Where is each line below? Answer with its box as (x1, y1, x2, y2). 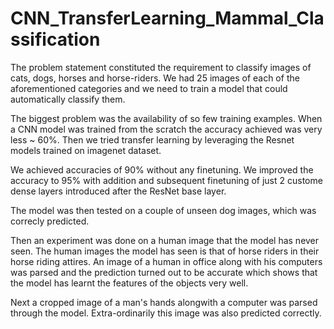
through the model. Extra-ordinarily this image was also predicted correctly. (10, 307, 322, 319)
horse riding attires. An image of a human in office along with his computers (10, 255, 323, 267)
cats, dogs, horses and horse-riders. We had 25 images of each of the (10, 72, 300, 84)
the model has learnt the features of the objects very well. (10, 277, 249, 289)
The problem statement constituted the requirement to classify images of (10, 61, 312, 73)
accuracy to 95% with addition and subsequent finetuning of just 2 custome (10, 174, 323, 186)
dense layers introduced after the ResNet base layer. (10, 185, 227, 197)
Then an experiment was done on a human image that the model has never (10, 234, 320, 246)
